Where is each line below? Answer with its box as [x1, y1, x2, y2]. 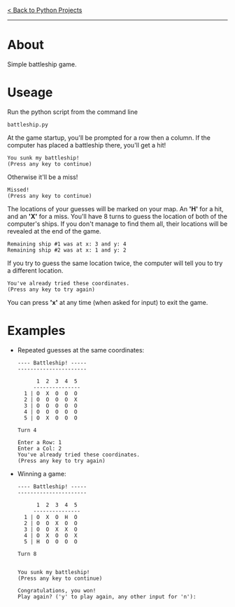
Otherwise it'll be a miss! [7, 173, 78, 181]
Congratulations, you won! [17, 587, 97, 594]
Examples [7, 323, 66, 338]
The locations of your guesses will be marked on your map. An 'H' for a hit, [7, 204, 224, 213]
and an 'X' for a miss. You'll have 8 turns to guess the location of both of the [7, 212, 227, 220]
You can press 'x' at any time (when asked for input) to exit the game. [7, 298, 208, 306]
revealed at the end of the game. [7, 227, 101, 235]
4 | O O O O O [24, 408, 78, 415]
